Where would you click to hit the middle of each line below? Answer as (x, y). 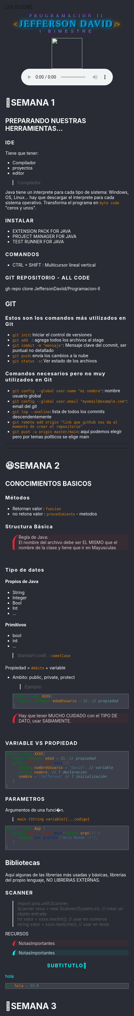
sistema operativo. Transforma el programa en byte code (62, 203)
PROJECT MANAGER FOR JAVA (45, 236)
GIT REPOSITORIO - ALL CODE (48, 278)
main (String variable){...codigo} (54, 819)
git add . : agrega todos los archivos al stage (58, 340)
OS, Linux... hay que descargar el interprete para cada (60, 197)
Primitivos (16, 624)
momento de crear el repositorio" (47, 427)
